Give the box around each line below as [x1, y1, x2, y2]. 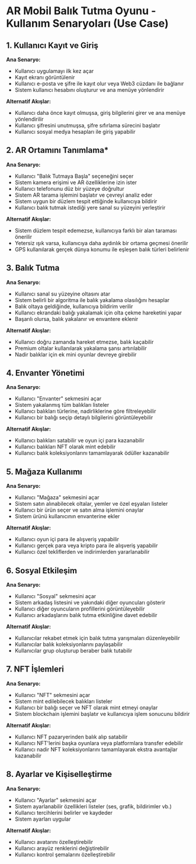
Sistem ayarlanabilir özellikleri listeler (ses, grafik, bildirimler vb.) [14, 802, 172, 810]
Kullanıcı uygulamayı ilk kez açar [14, 68, 94, 75]
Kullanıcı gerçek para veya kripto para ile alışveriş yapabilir [14, 542, 158, 549]
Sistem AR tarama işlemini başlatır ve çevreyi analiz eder [14, 191, 153, 198]
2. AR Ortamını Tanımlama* [6, 145, 109, 155]
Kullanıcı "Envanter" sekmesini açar [14, 395, 102, 402]
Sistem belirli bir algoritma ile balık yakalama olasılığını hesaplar [14, 296, 170, 303]
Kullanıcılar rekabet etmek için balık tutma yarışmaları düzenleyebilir [14, 635, 181, 642]
